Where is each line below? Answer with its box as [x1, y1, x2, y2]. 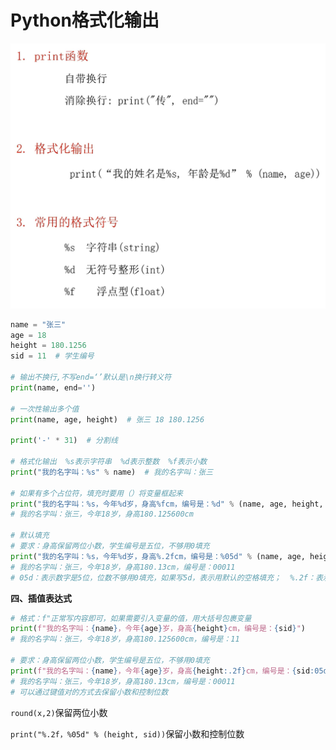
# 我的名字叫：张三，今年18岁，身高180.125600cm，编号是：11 [10, 634, 240, 645]
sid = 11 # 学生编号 [10, 351, 95, 361]
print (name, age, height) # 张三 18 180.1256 [10, 414, 205, 425]
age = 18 [10, 330, 47, 340]
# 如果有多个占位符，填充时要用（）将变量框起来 [10, 488, 183, 498]
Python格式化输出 [10, 9, 160, 32]
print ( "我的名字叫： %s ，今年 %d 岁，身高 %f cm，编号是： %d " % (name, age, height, [10, 499, 324, 509]
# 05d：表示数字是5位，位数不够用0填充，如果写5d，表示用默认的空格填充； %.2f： [10, 572, 316, 583]
